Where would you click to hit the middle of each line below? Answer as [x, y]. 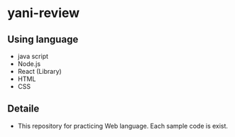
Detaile [23, 109]
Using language [43, 39]
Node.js [29, 64]
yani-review [44, 13]
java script [33, 56]
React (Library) [39, 71]
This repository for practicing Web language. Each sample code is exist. [123, 126]
